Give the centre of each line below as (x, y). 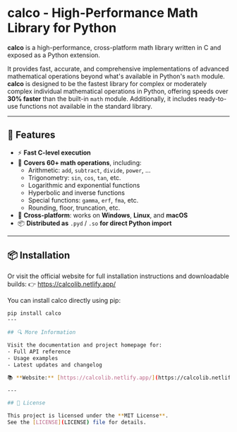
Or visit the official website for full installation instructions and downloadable (118, 276)
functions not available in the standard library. (86, 106)
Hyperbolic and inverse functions (77, 193)
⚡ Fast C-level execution (54, 152)
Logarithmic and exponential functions (84, 185)
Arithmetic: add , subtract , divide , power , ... (89, 170)
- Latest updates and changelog (55, 365)
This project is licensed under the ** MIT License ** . (88, 416)
